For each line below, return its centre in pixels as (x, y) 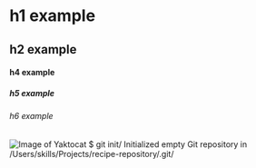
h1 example (53, 16)
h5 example (32, 93)
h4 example (32, 73)
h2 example (43, 49)
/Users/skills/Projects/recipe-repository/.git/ (92, 153)
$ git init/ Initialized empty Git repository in (168, 144)
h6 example (31, 116)
